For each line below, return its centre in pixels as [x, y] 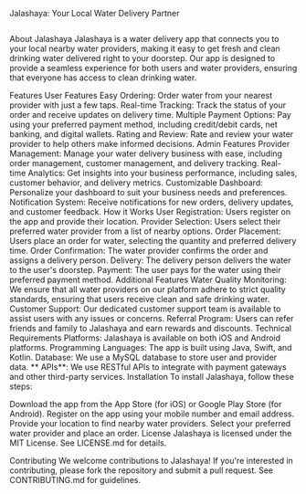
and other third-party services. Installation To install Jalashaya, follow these [152, 377]
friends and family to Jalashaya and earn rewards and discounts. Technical [151, 328]
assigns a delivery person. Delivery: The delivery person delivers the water [150, 260]
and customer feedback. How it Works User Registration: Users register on [150, 212]
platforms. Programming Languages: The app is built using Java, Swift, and [151, 347]
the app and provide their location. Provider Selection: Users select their [145, 221]
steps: [21, 386]
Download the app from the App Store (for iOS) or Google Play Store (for [146, 404]
